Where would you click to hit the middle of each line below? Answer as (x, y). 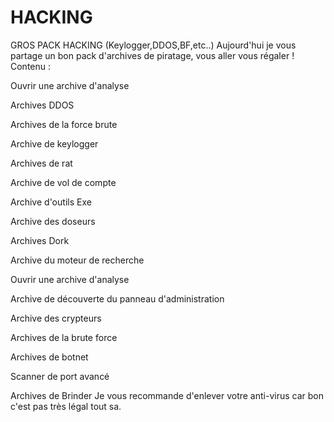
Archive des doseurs (53, 221)
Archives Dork (40, 240)
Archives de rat (41, 163)
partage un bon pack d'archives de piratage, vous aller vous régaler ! (152, 55)
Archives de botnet (49, 357)
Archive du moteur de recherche (77, 260)
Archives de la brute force (64, 337)
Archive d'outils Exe (51, 202)
